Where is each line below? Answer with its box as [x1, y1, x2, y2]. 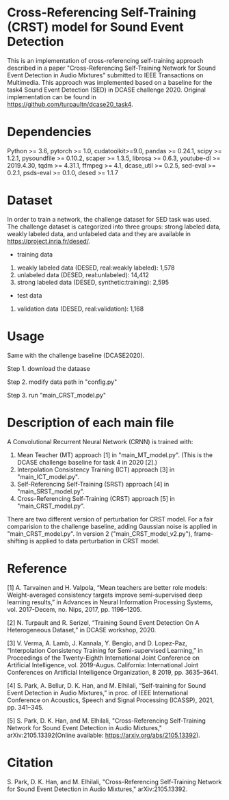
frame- [193, 529, 214, 538]
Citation [7, 755, 53, 771]
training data [16, 250, 53, 258]
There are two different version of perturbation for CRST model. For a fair [7, 515, 213, 523]
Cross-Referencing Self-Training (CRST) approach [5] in [16, 494, 176, 502]
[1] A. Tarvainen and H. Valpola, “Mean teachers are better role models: [7, 583, 208, 591]
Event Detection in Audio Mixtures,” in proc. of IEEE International [7, 688, 189, 697]
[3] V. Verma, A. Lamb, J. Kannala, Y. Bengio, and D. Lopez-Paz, [7, 638, 187, 647]
